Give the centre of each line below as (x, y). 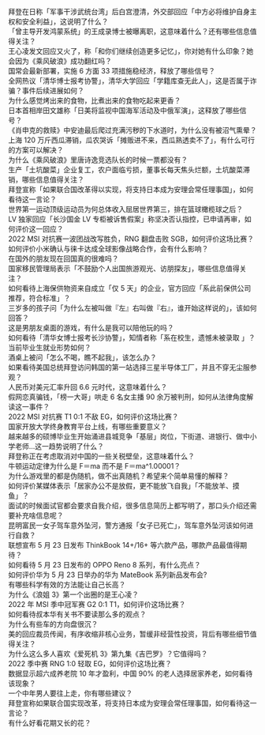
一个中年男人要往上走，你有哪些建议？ (70, 693)
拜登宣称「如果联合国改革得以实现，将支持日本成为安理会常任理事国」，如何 (131, 189)
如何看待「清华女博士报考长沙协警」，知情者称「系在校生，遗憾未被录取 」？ (132, 337)
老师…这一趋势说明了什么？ (60, 446)
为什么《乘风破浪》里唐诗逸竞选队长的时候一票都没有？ (98, 160)
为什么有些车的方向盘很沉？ (53, 624)
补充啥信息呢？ (39, 515)
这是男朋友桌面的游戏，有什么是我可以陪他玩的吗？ (91, 328)
